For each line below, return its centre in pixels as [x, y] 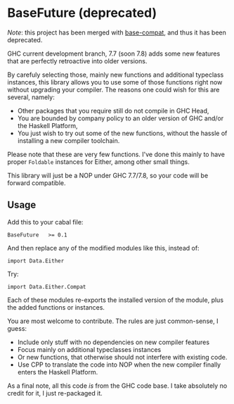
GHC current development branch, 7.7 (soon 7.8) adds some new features [114, 53]
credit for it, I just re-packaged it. [55, 393]
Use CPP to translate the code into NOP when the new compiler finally [119, 365]
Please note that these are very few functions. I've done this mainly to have [116, 154]
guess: [17, 328]
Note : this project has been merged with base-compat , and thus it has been [117, 32]
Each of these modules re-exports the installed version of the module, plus [115, 300]
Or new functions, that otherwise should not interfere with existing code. [122, 357]
